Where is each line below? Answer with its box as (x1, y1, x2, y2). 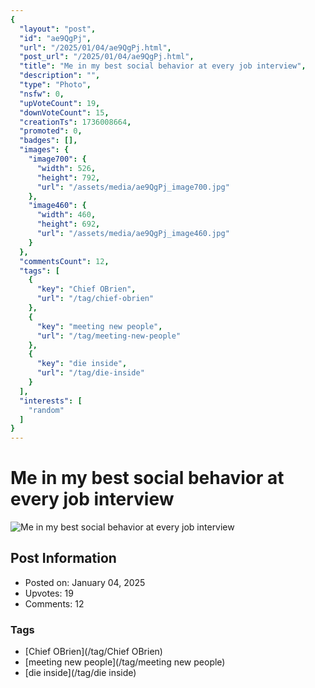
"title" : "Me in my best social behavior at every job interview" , (19, 61, 307, 71)
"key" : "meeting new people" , (36, 321, 163, 331)
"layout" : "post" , (19, 24, 97, 34)
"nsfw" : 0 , (19, 89, 65, 99)
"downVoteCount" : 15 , (19, 107, 110, 118)
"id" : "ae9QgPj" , (19, 33, 92, 43)
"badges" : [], (19, 136, 78, 146)
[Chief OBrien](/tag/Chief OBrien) (24, 646, 163, 658)
